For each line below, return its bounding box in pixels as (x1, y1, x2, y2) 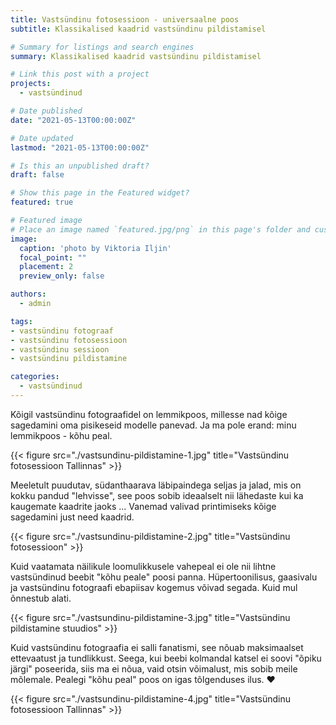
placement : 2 (19, 262, 74, 272)
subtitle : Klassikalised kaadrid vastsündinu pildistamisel (10, 24, 267, 34)
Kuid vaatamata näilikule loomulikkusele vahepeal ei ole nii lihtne (10, 560, 277, 572)
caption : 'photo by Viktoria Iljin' (19, 243, 172, 253)
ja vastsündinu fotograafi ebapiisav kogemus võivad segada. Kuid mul (10, 581, 298, 593)
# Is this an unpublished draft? (10, 161, 150, 171)
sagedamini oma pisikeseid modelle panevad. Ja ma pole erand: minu (10, 419, 297, 431)
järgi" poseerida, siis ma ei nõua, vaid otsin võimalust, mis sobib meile (10, 662, 298, 675)
